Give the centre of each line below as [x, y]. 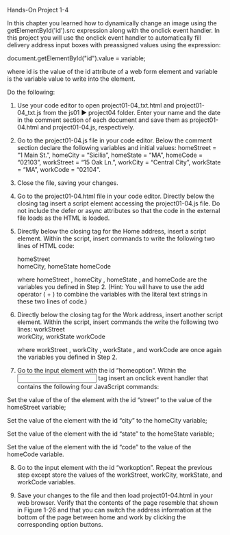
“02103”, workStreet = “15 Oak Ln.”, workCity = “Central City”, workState [119, 162]
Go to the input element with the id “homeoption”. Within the [102, 370]
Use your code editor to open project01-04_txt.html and [95, 105]
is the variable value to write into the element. [71, 79]
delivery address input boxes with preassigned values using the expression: [114, 45]
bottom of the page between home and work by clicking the [101, 517]
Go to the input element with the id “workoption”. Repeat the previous [115, 468]
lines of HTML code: [46, 246]
